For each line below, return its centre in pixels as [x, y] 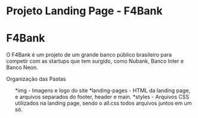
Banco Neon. [22, 67]
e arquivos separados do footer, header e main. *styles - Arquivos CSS [102, 97]
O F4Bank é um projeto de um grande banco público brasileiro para [89, 55]
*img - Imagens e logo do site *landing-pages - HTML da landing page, [103, 91]
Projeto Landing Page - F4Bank [84, 11]
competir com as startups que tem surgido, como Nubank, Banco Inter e [95, 61]
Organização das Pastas [36, 79]
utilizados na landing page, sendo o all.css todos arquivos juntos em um [103, 103]
